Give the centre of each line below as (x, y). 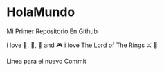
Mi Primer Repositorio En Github (52, 31)
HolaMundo (41, 12)
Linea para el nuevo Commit (47, 61)
